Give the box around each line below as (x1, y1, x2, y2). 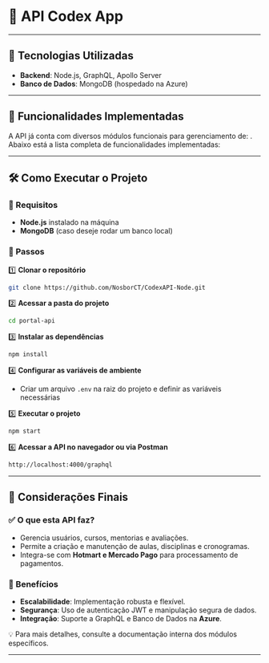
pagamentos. (19, 558, 64, 568)
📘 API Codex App (8, 7, 124, 26)
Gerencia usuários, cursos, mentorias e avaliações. (19, 533, 189, 543)
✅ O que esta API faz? (8, 515, 95, 526)
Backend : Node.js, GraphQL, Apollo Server (19, 70, 162, 79)
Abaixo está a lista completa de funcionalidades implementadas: (8, 140, 221, 149)
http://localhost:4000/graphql (8, 461, 113, 469)
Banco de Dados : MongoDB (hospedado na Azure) (19, 79, 188, 88)
